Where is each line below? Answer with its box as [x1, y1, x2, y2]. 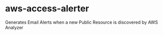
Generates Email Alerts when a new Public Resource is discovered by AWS [5, 19, 158, 25]
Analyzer [5, 24, 24, 30]
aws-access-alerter [5, 3, 89, 14]
